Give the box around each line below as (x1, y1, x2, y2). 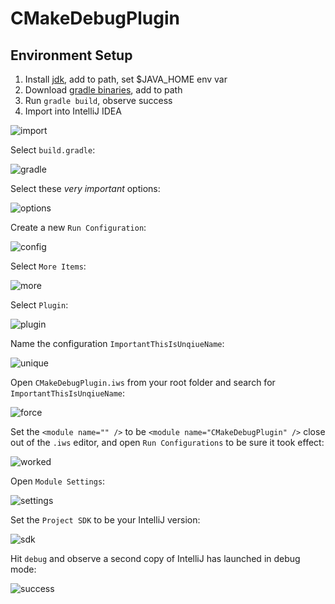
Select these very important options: (10, 183, 161, 194)
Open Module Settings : (10, 475, 106, 487)
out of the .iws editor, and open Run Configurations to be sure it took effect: (10, 437, 325, 448)
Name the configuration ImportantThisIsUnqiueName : (10, 338, 225, 349)
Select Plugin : (10, 299, 69, 311)
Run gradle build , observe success (24, 95, 173, 106)
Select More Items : (10, 260, 87, 272)
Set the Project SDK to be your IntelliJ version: (10, 514, 201, 526)
